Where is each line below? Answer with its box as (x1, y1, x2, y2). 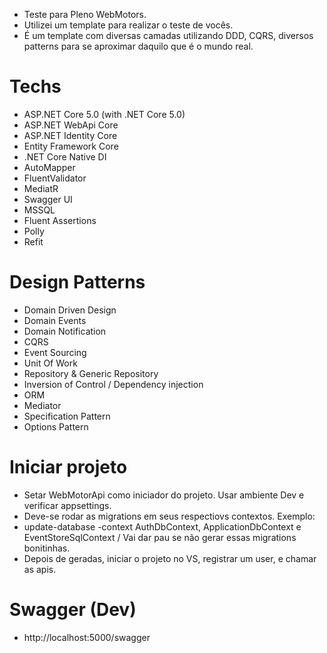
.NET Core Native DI (23, 150, 107, 163)
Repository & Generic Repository (23, 367, 159, 379)
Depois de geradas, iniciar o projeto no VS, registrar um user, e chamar (23, 552, 317, 564)
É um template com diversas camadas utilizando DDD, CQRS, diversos (23, 30, 314, 41)
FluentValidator (23, 172, 87, 184)
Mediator (23, 399, 62, 411)
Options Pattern (23, 420, 89, 433)
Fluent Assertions (23, 214, 97, 226)
